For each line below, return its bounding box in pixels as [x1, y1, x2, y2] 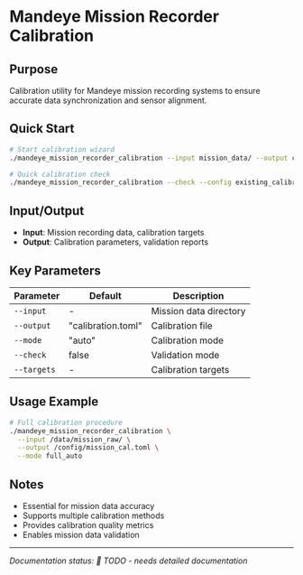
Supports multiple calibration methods [22, 510, 165, 521]
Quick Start [9, 121, 75, 136]
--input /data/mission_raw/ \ [17, 435, 131, 444]
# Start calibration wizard [9, 144, 115, 154]
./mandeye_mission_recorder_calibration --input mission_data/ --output [9, 153, 289, 162]
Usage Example [9, 394, 99, 410]
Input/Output [9, 203, 85, 218]
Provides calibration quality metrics [22, 519, 154, 530]
